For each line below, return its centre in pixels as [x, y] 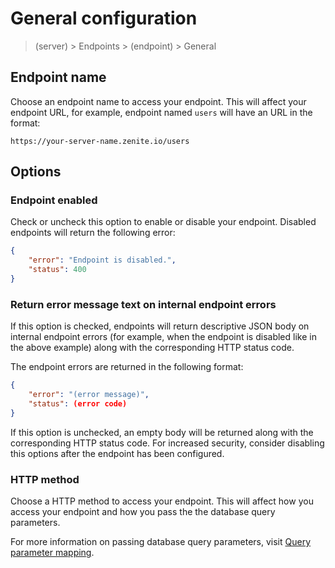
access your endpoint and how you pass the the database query [143, 512]
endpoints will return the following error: [93, 233]
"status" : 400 [57, 270]
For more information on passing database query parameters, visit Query [161, 542]
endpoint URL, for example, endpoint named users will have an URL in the [161, 112]
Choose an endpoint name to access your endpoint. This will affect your [158, 101]
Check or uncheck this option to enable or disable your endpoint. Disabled [163, 222]
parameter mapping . [52, 553]
